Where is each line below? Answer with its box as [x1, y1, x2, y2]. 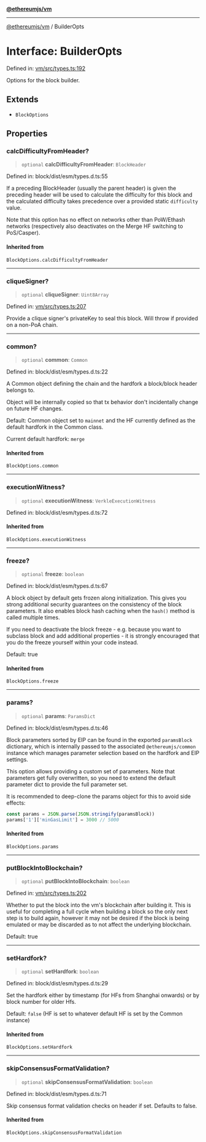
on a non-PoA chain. [6, 321, 58, 328]
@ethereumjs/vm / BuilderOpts [6, 23, 85, 30]
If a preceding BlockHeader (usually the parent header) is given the [6, 184, 177, 192]
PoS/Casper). [6, 229, 40, 237]
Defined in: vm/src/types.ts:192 [6, 65, 86, 72]
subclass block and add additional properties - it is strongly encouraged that [6, 632, 200, 639]
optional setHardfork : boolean [21, 968, 99, 976]
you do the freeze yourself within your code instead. [6, 639, 139, 646]
